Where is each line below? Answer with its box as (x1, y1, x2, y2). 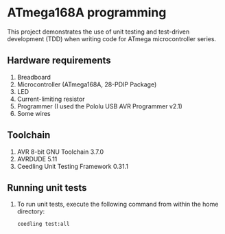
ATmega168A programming (7, 5, 167, 21)
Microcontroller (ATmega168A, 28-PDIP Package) (16, 80, 157, 89)
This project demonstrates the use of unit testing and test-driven (7, 27, 190, 36)
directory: (16, 207, 45, 215)
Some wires (16, 109, 51, 117)
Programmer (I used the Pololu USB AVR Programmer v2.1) (16, 102, 183, 110)
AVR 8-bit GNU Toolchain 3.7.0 (16, 148, 104, 156)
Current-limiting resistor (16, 95, 85, 103)
